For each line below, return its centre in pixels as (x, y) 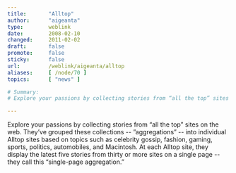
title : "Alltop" (41, 14)
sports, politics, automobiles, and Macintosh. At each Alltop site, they (108, 147)
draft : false (36, 46)
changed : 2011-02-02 (44, 40)
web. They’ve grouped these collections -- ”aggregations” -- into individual (117, 132)
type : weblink (39, 27)
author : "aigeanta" (44, 20)
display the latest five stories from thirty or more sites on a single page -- (114, 155)
